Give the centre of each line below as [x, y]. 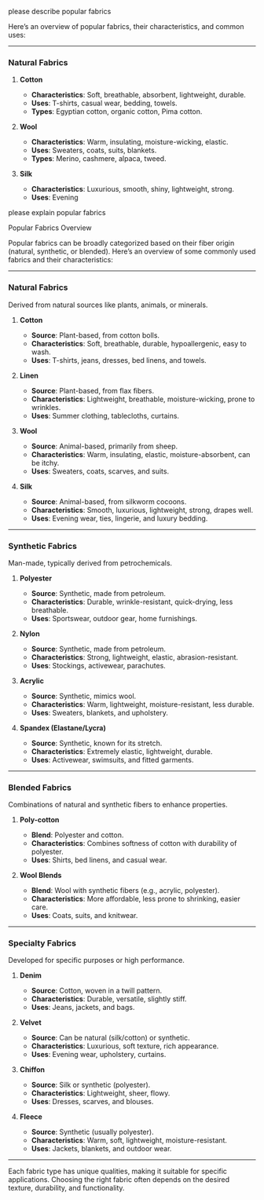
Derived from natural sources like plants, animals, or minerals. [108, 305]
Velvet [30, 1023]
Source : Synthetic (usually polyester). [93, 1132]
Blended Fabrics [40, 787]
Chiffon [32, 1070]
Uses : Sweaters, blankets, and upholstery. [100, 712]
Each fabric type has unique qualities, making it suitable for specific [118, 1171]
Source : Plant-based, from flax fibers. [93, 390]
